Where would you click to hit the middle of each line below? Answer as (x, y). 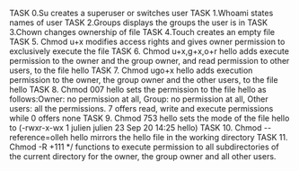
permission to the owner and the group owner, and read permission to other (149, 61)
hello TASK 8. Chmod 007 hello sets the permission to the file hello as (138, 90)
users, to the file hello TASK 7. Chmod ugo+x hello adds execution (131, 70)
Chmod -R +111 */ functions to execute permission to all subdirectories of (145, 147)
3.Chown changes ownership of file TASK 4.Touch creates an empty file (142, 32)
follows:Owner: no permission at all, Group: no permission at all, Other (139, 99)
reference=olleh (39, 137)
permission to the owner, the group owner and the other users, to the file (144, 80)
